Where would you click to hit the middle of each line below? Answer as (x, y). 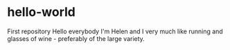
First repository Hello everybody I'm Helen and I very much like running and (115, 31)
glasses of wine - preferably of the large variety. (76, 38)
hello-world (42, 12)
